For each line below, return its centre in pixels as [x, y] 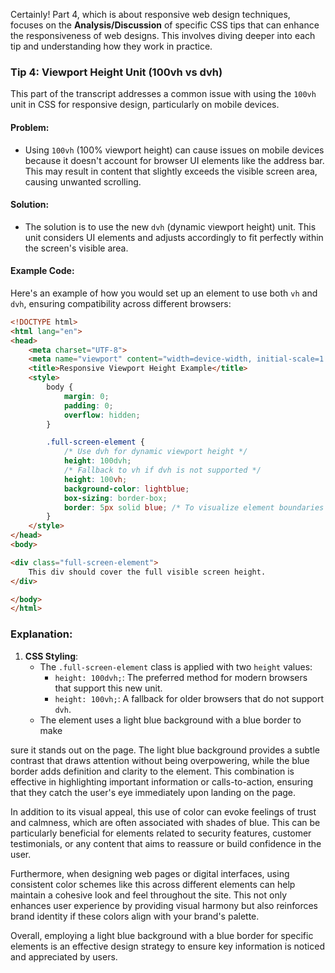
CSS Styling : [51, 656]
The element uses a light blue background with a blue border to [170, 720]
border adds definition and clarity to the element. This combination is [152, 771]
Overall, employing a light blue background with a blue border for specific [162, 935]
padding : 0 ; [88, 405]
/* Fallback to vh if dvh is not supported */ [162, 470]
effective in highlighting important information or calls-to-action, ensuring [162, 781]
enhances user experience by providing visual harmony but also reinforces [164, 905]
